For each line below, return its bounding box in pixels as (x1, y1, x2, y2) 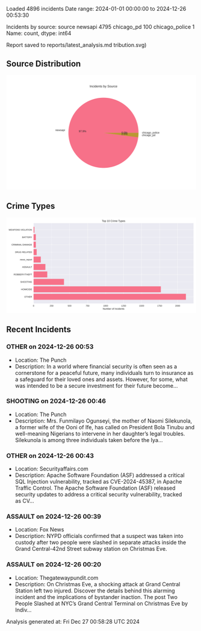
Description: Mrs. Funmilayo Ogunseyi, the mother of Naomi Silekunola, (14, 417, 193, 424)
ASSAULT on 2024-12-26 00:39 (6, 513, 101, 521)
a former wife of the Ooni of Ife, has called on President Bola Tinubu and (14, 423, 195, 431)
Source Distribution (6, 59, 81, 69)
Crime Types (6, 201, 55, 211)
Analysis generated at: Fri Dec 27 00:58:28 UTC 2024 (6, 618, 140, 625)
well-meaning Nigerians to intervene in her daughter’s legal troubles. (14, 430, 185, 437)
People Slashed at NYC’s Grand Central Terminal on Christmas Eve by (14, 600, 188, 607)
